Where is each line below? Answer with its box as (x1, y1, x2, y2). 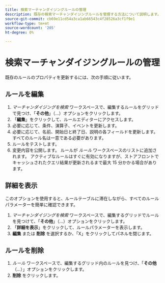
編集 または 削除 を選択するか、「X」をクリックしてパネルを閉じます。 (12, 230, 154, 236)
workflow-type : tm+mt (5, 21, 50, 26)
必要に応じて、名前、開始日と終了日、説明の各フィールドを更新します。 (12, 128, 158, 134)
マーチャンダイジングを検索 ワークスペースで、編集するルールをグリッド (12, 104, 159, 110)
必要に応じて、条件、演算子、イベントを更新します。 (12, 123, 119, 128)
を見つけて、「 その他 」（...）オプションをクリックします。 (12, 218, 128, 224)
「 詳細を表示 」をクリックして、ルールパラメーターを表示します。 (12, 224, 145, 230)
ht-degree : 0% (5, 30, 34, 35)
